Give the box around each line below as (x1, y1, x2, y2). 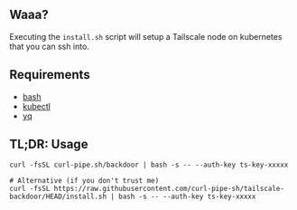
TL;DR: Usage (9, 137, 88, 152)
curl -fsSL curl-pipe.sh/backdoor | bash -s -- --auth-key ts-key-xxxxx (9, 160, 289, 170)
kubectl (22, 100, 51, 111)
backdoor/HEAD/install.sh (9, 192, 107, 202)
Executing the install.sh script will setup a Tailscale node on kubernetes (9, 31, 283, 42)
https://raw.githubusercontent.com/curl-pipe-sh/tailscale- (53, 185, 284, 194)
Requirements (9, 67, 90, 82)
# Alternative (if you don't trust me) (9, 177, 160, 186)
